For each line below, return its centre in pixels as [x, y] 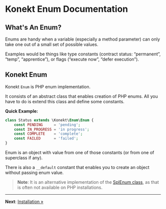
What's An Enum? [33, 27]
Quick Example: [22, 111]
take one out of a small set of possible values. [52, 44]
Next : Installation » [24, 202]
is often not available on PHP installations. [60, 188]
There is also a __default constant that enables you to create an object [77, 167]
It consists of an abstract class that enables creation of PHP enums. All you [82, 96]
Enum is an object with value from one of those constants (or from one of [80, 153]
